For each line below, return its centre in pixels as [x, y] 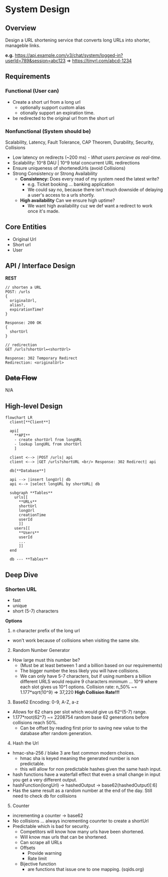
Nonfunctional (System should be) [48, 131]
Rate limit [37, 858]
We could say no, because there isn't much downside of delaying [95, 189]
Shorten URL [21, 589]
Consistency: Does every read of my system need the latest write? [90, 179]
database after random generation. [56, 733]
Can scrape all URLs [41, 842]
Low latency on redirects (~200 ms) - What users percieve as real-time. [87, 157]
